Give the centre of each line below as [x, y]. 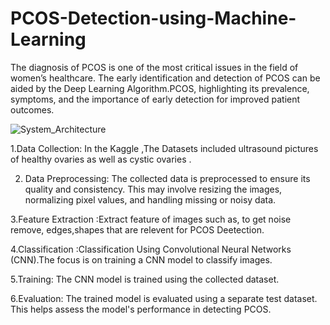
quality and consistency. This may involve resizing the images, [153, 189]
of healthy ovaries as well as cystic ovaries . [101, 159]
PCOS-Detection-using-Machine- [153, 18]
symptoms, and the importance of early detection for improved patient [155, 99]
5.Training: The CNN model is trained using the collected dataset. [145, 279]
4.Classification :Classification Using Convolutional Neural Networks [151, 249]
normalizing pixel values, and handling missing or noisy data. [150, 199]
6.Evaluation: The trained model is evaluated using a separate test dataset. [164, 298]
